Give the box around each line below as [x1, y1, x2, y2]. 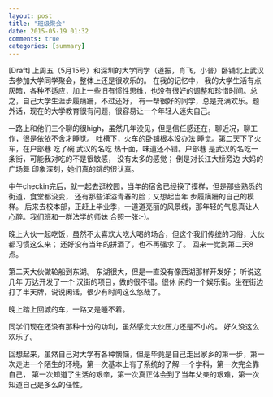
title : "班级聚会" [8, 20, 67, 28]
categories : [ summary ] [8, 42, 85, 50]
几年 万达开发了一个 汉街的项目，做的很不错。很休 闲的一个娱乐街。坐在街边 [8, 277, 264, 287]
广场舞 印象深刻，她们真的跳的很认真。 [8, 164, 139, 174]
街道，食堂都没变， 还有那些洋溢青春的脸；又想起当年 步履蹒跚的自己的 [8, 192, 248, 202]
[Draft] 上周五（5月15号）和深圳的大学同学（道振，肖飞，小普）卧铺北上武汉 [8, 66, 264, 76]
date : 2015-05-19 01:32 [8, 27, 89, 35]
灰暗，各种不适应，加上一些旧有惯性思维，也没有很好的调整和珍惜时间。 [8, 86, 250, 96]
